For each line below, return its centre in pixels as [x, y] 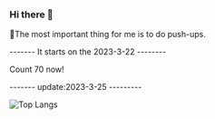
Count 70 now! [37, 69]
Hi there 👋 [32, 15]
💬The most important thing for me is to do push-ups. [107, 35]
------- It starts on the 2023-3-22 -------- [88, 52]
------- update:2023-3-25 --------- [76, 87]
